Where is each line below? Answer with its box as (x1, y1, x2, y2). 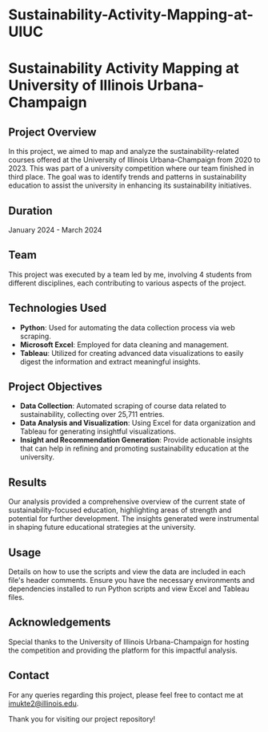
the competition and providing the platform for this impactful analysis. (8, 645, 238, 655)
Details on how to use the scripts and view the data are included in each (8, 567, 246, 576)
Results (8, 475, 47, 489)
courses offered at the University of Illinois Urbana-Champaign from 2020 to (8, 155, 261, 165)
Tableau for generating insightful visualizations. (19, 427, 177, 436)
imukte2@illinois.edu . (8, 698, 79, 708)
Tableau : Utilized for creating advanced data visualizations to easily (19, 348, 244, 358)
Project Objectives (8, 380, 102, 394)
